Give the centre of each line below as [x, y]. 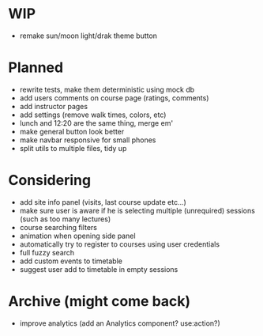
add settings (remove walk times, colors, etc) [93, 115]
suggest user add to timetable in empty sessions [99, 269]
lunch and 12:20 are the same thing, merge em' [96, 123]
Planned [36, 68]
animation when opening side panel [77, 236]
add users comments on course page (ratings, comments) [114, 98]
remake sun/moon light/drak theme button [88, 36]
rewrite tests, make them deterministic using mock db [107, 89]
